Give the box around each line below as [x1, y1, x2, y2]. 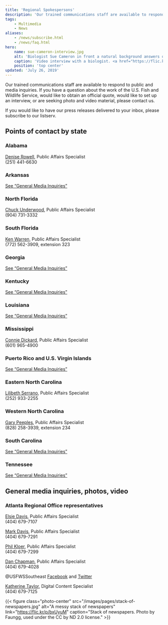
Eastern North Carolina [5, 378, 62, 385]
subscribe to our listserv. [5, 113, 56, 118]
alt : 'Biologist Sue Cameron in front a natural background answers [14, 54, 160, 59]
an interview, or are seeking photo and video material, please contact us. [5, 98, 155, 103]
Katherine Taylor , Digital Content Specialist [5, 583, 93, 589]
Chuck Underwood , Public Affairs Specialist [5, 206, 95, 213]
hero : [5, 45, 16, 50]
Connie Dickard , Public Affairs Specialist [5, 337, 88, 343]
